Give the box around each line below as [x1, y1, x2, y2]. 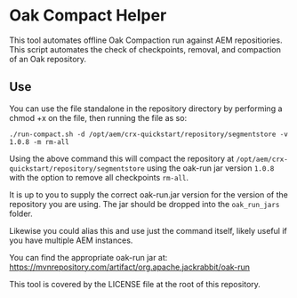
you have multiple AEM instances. [9, 235, 133, 246]
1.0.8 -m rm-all [9, 137, 69, 147]
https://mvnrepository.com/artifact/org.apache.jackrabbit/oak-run [9, 262, 251, 272]
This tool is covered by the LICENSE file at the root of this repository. [9, 278, 261, 289]
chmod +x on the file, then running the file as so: [9, 112, 188, 123]
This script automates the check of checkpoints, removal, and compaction [9, 44, 282, 54]
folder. [9, 208, 33, 219]
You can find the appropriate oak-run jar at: [9, 252, 168, 262]
